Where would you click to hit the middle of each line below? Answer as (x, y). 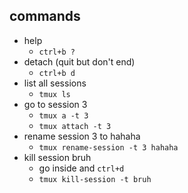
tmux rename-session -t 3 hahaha (108, 147)
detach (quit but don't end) (79, 61)
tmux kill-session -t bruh (95, 179)
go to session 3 (55, 104)
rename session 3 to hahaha (82, 136)
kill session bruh (57, 157)
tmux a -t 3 (63, 115)
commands (45, 16)
